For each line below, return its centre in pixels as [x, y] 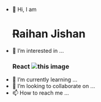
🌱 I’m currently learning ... [45, 80]
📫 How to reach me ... [40, 93]
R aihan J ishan [49, 34]
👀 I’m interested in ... [38, 50]
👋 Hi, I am [24, 9]
